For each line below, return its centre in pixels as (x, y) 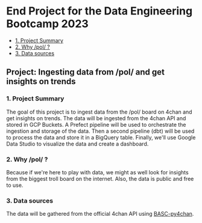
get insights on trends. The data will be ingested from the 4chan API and (96, 118)
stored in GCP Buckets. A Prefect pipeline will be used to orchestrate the (96, 124)
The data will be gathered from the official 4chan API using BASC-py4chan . (100, 214)
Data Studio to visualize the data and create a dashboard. (77, 144)
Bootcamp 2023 (47, 24)
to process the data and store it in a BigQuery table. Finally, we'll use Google (101, 137)
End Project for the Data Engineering (99, 11)
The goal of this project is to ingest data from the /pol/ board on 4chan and (99, 112)
